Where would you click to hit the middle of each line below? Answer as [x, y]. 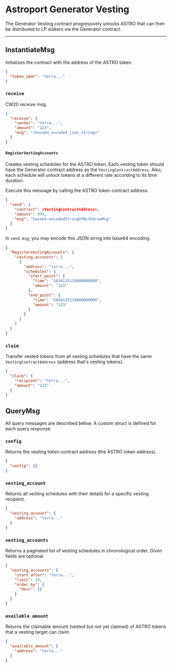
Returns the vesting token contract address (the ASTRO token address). [81, 452]
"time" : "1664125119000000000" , [67, 300]
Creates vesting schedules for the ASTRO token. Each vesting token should [85, 164]
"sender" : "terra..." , [39, 123]
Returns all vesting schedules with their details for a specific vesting [77, 494]
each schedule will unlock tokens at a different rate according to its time [81, 175]
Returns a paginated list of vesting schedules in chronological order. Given [84, 551]
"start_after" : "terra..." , [44, 575]
